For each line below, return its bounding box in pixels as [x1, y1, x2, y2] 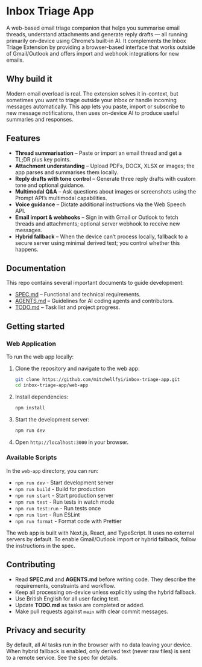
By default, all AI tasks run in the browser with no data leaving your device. [6, 641, 192, 648]
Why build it [6, 74, 52, 84]
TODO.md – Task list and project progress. [14, 304, 121, 311]
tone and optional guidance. [14, 181, 85, 189]
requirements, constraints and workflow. [14, 582, 116, 589]
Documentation [6, 263, 66, 273]
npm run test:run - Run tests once [14, 504, 101, 512]
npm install [14, 405, 45, 411]
